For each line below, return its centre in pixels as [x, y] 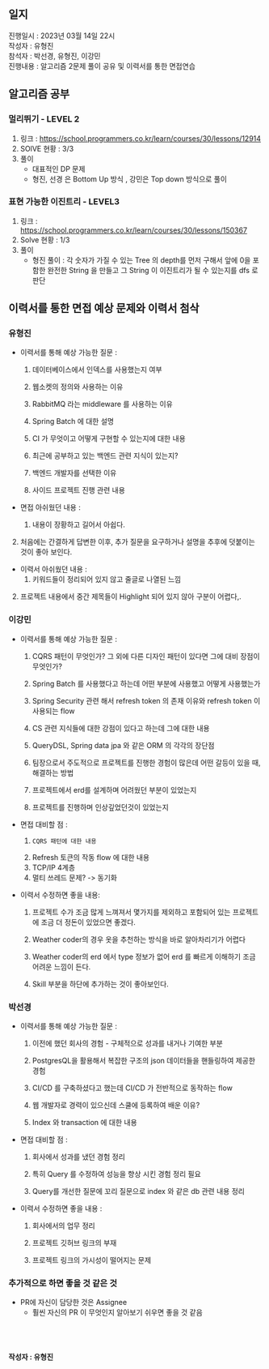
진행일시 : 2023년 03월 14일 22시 [62, 36]
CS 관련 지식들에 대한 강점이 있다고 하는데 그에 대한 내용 [121, 728]
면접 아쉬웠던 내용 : [50, 507]
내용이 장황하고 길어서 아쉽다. [78, 524]
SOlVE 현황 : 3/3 [47, 148]
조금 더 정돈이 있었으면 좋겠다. [88, 922]
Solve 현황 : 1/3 [45, 240]
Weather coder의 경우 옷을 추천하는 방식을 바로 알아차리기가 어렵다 [139, 939]
